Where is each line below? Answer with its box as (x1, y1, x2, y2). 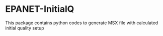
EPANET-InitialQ (5, 3, 74, 15)
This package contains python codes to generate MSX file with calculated (5, 20, 158, 26)
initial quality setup (5, 25, 44, 31)
